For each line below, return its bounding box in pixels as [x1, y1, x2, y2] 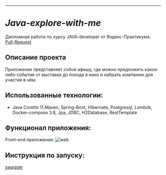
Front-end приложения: [5, 137, 54, 143]
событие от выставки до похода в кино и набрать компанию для [16, 71, 153, 77]
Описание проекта [5, 53, 66, 62]
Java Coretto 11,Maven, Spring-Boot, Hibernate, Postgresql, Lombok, [12, 104, 153, 110]
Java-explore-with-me [5, 18, 101, 29]
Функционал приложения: [5, 124, 91, 132]
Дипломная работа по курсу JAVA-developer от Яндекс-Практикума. [5, 34, 151, 39]
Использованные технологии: [5, 91, 103, 100]
